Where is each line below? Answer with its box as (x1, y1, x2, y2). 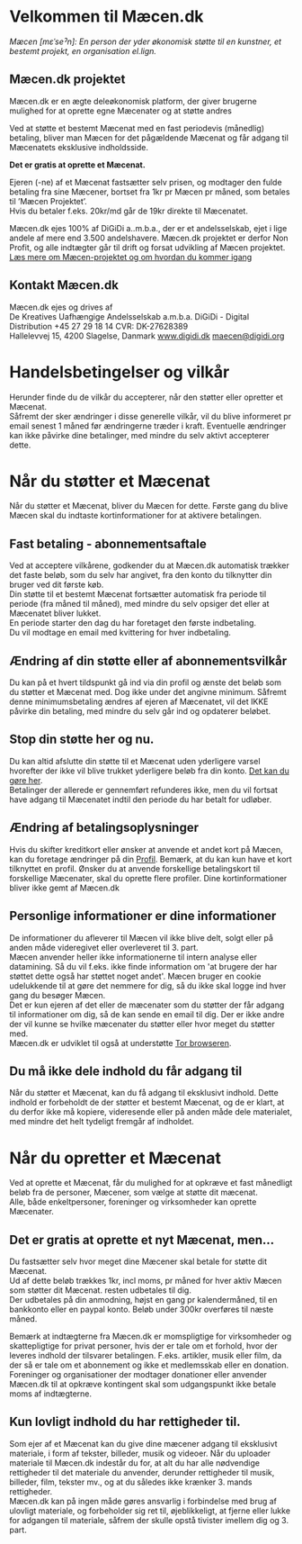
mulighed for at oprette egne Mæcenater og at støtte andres (9, 105, 232, 116)
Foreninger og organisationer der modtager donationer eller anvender (9, 1369, 268, 1380)
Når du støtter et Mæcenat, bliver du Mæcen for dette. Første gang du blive (9, 501, 289, 511)
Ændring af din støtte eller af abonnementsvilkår (9, 653, 288, 668)
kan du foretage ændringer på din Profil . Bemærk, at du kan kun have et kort (9, 853, 292, 864)
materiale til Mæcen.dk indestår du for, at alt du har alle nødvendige (9, 1457, 261, 1468)
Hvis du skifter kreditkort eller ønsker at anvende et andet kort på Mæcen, (9, 844, 283, 854)
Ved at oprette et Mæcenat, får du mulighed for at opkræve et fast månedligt (9, 1178, 293, 1188)
